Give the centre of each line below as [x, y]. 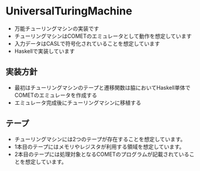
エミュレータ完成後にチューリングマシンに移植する [78, 102]
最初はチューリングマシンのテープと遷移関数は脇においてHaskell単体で [102, 87]
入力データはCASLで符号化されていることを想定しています [87, 43]
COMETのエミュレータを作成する [56, 95]
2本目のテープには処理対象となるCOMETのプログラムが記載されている [102, 154]
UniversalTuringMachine [69, 11]
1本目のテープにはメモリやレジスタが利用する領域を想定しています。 [99, 146]
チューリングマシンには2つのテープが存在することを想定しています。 [100, 139]
